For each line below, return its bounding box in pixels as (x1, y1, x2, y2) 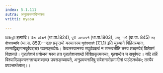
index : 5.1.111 (5, 7, 37, 12)
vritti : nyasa (5, 16, 35, 21)
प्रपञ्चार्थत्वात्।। (5, 63, 31, 69)
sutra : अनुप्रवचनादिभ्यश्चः (5, 12, 45, 17)
